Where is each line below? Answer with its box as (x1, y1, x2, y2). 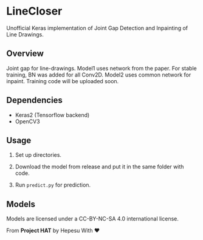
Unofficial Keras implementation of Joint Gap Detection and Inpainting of (6, 24, 188, 32)
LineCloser (6, 4, 63, 18)
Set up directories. (15, 151, 62, 159)
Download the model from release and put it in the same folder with (15, 163, 184, 171)
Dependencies (6, 95, 63, 106)
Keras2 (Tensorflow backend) (15, 111, 90, 118)
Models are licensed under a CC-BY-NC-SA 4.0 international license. (6, 215, 179, 222)
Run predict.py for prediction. (15, 181, 91, 189)
